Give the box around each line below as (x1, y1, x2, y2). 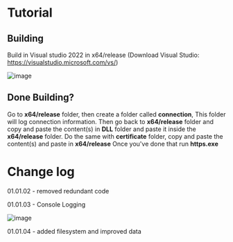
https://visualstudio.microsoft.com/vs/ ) (7, 58, 119, 67)
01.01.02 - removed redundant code (7, 187, 110, 195)
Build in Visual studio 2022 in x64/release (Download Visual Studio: (7, 51, 200, 59)
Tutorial (7, 5, 53, 21)
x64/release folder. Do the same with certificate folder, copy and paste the (7, 132, 223, 140)
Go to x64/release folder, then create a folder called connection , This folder (7, 110, 226, 119)
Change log (7, 164, 75, 180)
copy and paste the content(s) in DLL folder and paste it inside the (7, 125, 196, 133)
